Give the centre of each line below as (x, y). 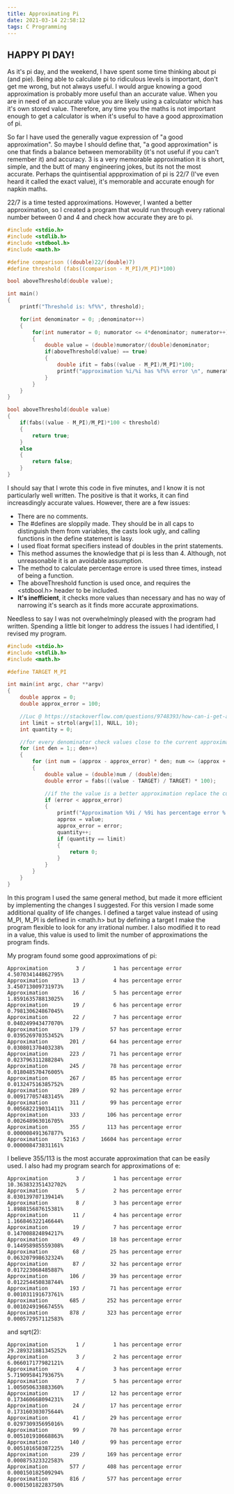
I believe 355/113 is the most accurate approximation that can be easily (109, 1158)
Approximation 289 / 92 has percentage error (95, 1090)
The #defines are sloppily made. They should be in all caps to (106, 523)
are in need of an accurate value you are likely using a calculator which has (115, 101)
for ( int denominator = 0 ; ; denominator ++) (82, 319)
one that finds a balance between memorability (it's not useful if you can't (113, 152)
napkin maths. (28, 189)
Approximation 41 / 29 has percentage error (95, 1418)
